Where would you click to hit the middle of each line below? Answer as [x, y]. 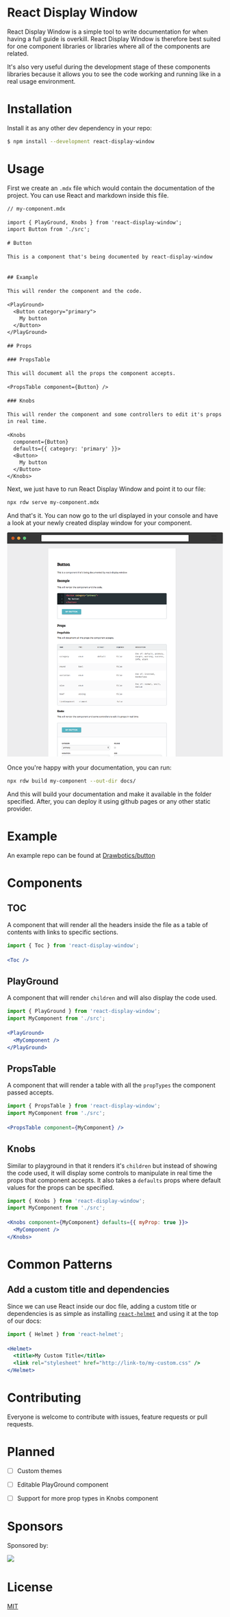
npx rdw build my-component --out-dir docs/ [72, 781]
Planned [31, 1452]
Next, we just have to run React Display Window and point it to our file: [106, 489]
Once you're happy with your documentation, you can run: [89, 767]
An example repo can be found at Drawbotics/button [81, 855]
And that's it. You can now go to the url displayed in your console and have [113, 515]
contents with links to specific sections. [63, 932]
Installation [40, 109]
